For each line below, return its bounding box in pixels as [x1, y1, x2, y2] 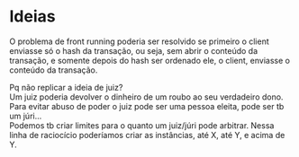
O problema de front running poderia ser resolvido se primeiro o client [9, 36, 270, 47]
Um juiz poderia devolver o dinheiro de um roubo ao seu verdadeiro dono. [9, 92, 284, 102]
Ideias [9, 6, 56, 27]
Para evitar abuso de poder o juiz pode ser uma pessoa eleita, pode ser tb [9, 100, 285, 111]
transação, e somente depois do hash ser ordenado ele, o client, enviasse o [9, 55, 291, 65]
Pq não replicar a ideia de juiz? [9, 82, 123, 92]
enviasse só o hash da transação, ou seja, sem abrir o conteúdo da [9, 45, 258, 56]
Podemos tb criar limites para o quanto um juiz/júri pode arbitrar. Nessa [9, 119, 275, 131]
